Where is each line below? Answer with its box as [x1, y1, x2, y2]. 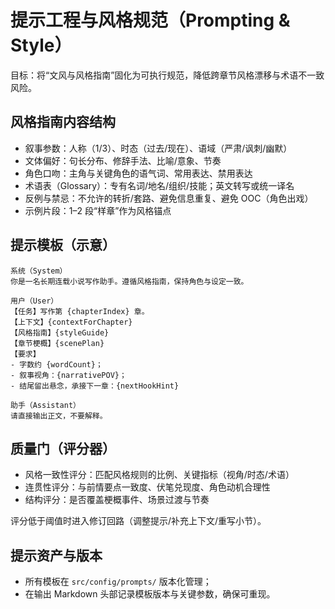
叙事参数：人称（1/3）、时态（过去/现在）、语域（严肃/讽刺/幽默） [24, 142, 293, 154]
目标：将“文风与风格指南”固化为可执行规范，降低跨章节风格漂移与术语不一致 [10, 69, 325, 81]
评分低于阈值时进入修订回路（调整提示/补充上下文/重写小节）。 [10, 515, 267, 527]
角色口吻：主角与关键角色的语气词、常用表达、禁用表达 [24, 167, 253, 179]
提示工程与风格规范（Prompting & [10, 9, 291, 32]
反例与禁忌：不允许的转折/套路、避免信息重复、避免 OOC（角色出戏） [24, 192, 314, 204]
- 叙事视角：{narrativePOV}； [10, 370, 127, 380]
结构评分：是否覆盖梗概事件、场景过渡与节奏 [24, 494, 210, 506]
